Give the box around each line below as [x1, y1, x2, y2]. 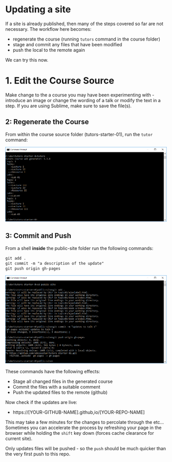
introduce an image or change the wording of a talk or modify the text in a [5, 97, 161, 103]
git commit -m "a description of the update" [5, 261, 104, 266]
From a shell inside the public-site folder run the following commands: [5, 245, 154, 251]
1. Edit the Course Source [5, 75, 114, 87]
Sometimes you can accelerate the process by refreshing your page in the [5, 425, 162, 431]
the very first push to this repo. [5, 451, 71, 457]
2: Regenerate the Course [5, 118, 89, 126]
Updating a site [5, 4, 71, 15]
